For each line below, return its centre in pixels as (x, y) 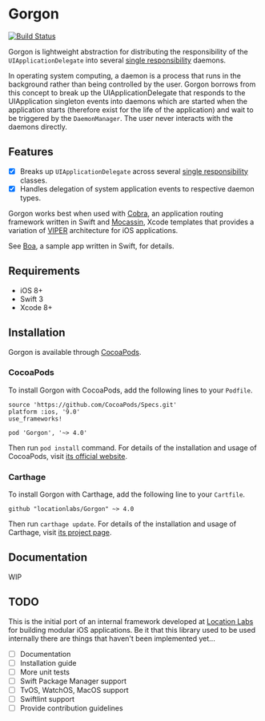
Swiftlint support (47, 699)
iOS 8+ (31, 290)
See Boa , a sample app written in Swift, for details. (91, 246)
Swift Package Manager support (73, 681)
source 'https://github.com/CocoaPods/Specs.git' (93, 405)
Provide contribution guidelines (71, 708)
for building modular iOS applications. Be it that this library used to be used (132, 630)
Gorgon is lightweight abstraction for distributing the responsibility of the (128, 51)
